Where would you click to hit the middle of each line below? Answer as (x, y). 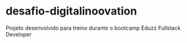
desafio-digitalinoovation (72, 11)
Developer (19, 34)
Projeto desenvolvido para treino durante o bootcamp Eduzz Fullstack (93, 28)
